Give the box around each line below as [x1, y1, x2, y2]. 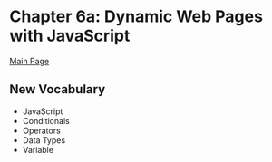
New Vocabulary [9, 81, 106, 97]
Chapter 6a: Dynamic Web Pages [9, 6, 263, 27]
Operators [22, 125, 61, 136]
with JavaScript [9, 25, 131, 46]
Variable [22, 144, 54, 155]
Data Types [22, 134, 66, 146]
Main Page [9, 55, 50, 66]
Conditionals [22, 115, 70, 126]
